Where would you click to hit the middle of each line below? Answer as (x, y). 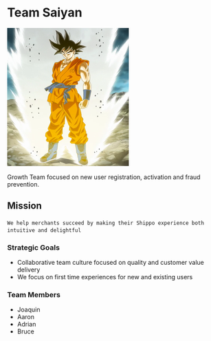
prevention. (23, 184)
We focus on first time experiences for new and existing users (105, 277)
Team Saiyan (45, 13)
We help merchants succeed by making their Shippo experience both (106, 223)
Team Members (34, 294)
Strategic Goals (34, 247)
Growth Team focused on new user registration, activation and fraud (104, 177)
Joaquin (29, 309)
